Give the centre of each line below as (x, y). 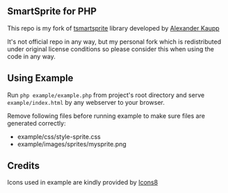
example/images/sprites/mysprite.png (72, 144)
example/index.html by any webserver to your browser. (86, 102)
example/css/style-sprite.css (59, 136)
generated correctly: (36, 123)
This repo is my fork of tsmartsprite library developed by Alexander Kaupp (114, 28)
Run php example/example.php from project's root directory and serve (106, 95)
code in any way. (31, 56)
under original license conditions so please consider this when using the (111, 49)
